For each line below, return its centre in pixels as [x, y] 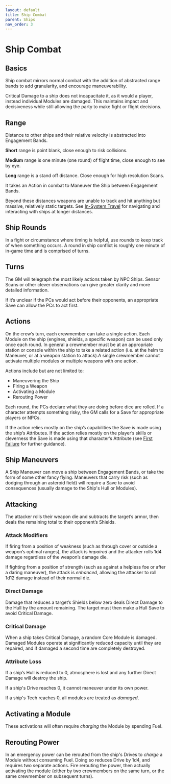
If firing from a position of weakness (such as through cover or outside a [81, 546]
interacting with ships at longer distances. [49, 212]
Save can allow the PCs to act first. [42, 305]
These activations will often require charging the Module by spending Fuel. [84, 726]
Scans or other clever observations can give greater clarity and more [78, 284]
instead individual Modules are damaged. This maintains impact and [77, 101]
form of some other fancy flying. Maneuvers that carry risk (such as [77, 477]
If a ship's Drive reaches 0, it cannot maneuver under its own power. [77, 688]
